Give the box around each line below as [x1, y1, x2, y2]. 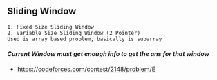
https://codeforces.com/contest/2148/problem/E [17, 65, 156, 74]
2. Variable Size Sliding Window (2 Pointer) [7, 29, 140, 36]
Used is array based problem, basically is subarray [7, 36, 162, 42]
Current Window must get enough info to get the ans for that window [7, 50, 209, 58]
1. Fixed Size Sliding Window [7, 23, 95, 30]
